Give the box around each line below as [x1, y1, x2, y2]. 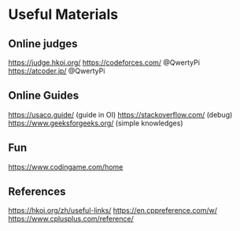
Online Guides [8, 89, 79, 102]
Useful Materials [8, 6, 119, 24]
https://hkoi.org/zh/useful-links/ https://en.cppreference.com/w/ [8, 206, 218, 215]
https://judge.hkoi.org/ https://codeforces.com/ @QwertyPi [8, 58, 201, 67]
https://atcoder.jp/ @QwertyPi [8, 66, 105, 76]
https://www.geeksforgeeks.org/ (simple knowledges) [8, 118, 183, 128]
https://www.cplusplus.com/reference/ [8, 214, 134, 224]
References [8, 185, 66, 199]
